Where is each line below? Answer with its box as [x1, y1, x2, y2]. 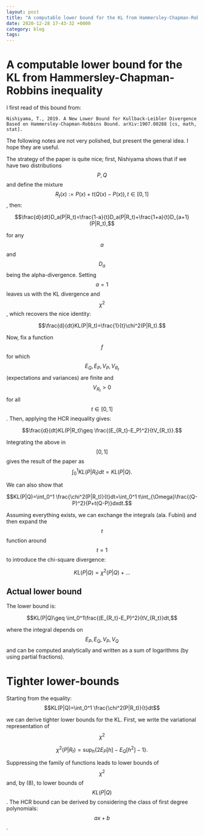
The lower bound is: [6, 602, 56, 610]
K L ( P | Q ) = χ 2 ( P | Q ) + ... [73, 568, 131, 576]
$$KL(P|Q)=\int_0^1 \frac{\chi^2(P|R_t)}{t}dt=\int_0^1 [6, 493, 137, 501]
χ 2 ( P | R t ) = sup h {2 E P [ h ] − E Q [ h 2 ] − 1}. [56, 745, 148, 755]
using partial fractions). [6, 653, 65, 660]
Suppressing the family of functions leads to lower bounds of [6, 759, 159, 766]
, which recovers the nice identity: [6, 310, 91, 318]
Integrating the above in [6, 438, 66, 446]
